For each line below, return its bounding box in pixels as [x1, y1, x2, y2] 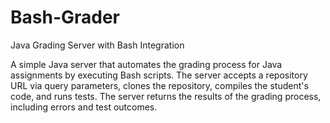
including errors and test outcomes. [10, 101, 158, 113]
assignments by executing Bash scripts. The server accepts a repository [10, 69, 308, 81]
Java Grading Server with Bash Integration [10, 39, 185, 51]
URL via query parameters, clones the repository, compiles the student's [10, 79, 309, 91]
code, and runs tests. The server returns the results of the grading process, [10, 90, 322, 102]
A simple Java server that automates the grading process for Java [10, 58, 283, 70]
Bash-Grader [10, 6, 121, 29]
